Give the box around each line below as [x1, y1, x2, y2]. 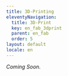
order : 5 [11, 36, 33, 42]
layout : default [6, 42, 46, 48]
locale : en [6, 47, 33, 53]
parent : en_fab [11, 31, 49, 37]
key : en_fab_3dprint [11, 25, 62, 31]
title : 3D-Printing [6, 8, 54, 15]
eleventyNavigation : [6, 14, 57, 20]
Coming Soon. [6, 63, 41, 70]
